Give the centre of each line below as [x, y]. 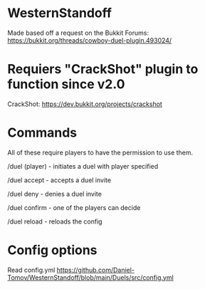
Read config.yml [31, 270]
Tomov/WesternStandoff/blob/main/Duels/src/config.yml [91, 277]
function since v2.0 [66, 84]
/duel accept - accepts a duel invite [59, 180]
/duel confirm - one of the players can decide [74, 207]
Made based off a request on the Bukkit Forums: [78, 33]
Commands [42, 133]
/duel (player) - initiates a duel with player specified [83, 166]
